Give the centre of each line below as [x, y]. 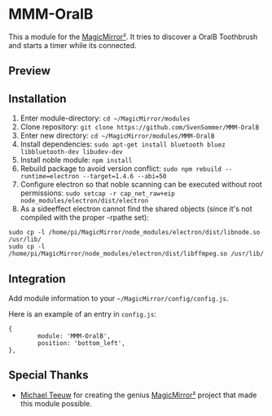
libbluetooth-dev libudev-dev [72, 152]
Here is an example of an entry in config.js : [83, 313]
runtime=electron [50, 177]
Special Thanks [48, 375]
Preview [30, 71]
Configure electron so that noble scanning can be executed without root [141, 185]
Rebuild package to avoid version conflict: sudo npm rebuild [121, 169]
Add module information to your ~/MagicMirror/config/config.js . [118, 298]
